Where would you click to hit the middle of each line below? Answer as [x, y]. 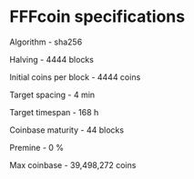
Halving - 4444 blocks [51, 59]
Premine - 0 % [37, 147]
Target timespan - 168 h [54, 112]
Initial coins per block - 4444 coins [75, 77]
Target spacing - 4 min [52, 94]
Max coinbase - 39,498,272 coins [73, 164]
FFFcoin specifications [97, 17]
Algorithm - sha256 [46, 42]
